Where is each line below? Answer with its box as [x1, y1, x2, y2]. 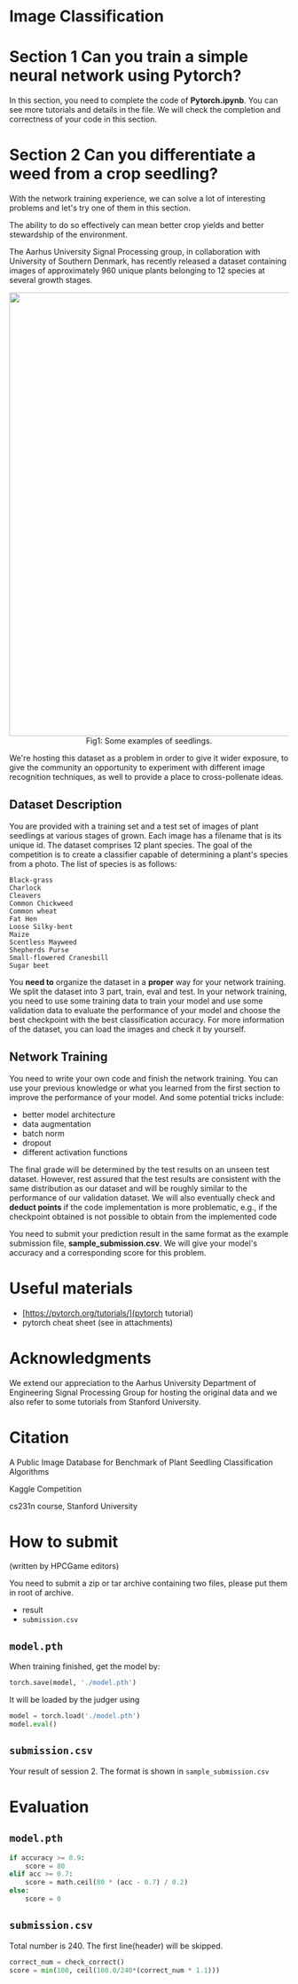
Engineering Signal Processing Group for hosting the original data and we [9, 1387, 278, 1397]
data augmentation [21, 1118, 91, 1129]
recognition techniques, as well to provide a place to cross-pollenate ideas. [9, 772, 284, 783]
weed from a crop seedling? [9, 164, 219, 184]
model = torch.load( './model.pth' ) [9, 1712, 141, 1720]
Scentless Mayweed [9, 938, 77, 947]
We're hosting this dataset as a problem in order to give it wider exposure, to [9, 752, 289, 764]
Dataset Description [9, 797, 122, 813]
